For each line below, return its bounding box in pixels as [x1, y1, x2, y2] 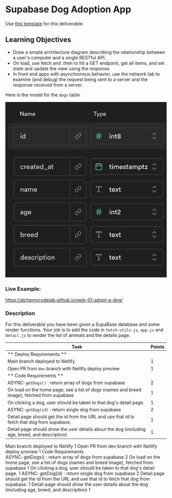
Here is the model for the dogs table [5, 91, 80, 98]
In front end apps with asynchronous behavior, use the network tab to [12, 71, 160, 77]
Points [150, 344, 165, 350]
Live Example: [5, 285, 41, 292]
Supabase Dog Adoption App [5, 4, 132, 15]
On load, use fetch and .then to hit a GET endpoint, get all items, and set [12, 60, 165, 66]
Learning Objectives [5, 35, 72, 44]
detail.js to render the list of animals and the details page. [5, 332, 131, 338]
